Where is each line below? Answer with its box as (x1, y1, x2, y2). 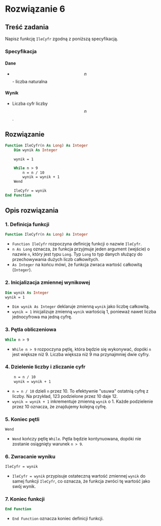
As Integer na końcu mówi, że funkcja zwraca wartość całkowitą (12, 262, 143, 267)
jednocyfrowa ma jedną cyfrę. (12, 314, 72, 320)
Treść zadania (5, 23, 49, 31)
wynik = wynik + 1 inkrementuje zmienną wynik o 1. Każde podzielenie (12, 398, 153, 404)
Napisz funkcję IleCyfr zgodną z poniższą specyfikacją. (5, 36, 118, 42)
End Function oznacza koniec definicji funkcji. (12, 516, 104, 522)
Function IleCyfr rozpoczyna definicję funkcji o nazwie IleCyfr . (12, 241, 142, 247)
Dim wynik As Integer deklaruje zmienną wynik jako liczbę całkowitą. (12, 304, 150, 309)
